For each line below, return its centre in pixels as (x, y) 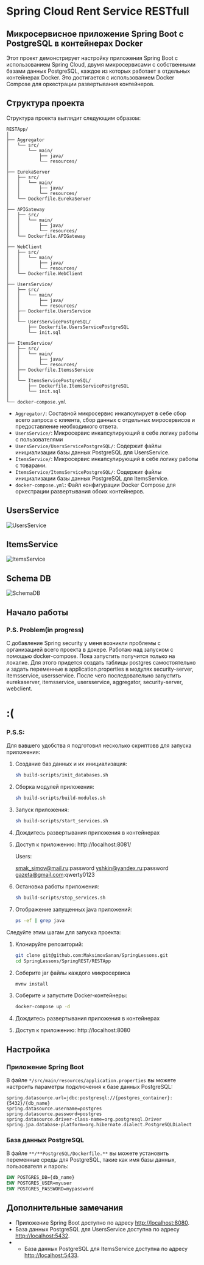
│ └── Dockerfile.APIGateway (46, 236)
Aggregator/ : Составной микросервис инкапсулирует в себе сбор (101, 413)
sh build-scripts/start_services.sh (62, 821)
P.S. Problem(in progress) (45, 630)
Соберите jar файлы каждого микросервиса (73, 973)
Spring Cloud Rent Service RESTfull (98, 11)
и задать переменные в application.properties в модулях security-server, (100, 669)
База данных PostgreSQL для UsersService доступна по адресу (97, 1229)
